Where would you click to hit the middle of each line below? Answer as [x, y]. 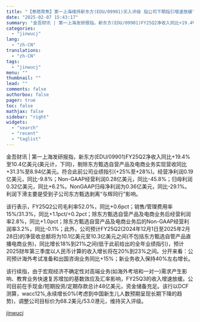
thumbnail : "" [24, 78]
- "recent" [25, 134]
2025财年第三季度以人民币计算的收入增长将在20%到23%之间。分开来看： [97, 251]
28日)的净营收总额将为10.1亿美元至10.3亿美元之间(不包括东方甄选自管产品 [96, 236]
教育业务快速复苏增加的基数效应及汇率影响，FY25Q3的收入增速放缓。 [102, 279]
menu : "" [17, 73]
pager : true [21, 100]
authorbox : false [28, 95]
